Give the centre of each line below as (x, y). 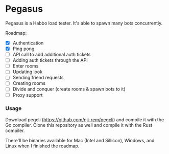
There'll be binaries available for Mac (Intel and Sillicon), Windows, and (80, 140)
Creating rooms (29, 83)
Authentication (28, 43)
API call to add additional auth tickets (52, 55)
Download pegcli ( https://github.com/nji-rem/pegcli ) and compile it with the (85, 119)
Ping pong (23, 49)
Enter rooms (26, 66)
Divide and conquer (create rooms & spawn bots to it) (69, 89)
